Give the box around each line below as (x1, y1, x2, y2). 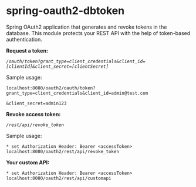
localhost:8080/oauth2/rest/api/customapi (6, 175, 111, 181)
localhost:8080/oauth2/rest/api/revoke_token (6, 148, 119, 154)
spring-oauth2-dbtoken (6, 4, 125, 18)
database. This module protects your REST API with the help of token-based (6, 29, 191, 36)
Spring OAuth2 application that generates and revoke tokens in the (6, 23, 167, 30)
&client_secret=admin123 (6, 101, 67, 106)
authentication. (6, 36, 43, 43)
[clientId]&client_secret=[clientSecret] (6, 63, 109, 70)
